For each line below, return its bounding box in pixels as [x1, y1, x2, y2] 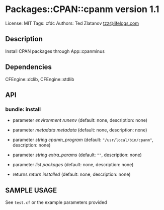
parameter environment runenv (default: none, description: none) [12, 117, 147, 123]
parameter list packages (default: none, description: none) [12, 162, 134, 168]
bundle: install [5, 106, 41, 113]
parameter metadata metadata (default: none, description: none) [12, 127, 147, 133]
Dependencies [5, 63, 52, 72]
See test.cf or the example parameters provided [5, 199, 107, 205]
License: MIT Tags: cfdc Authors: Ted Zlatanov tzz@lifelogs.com [5, 20, 139, 26]
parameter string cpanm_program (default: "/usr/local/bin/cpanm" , [12, 137, 153, 143]
